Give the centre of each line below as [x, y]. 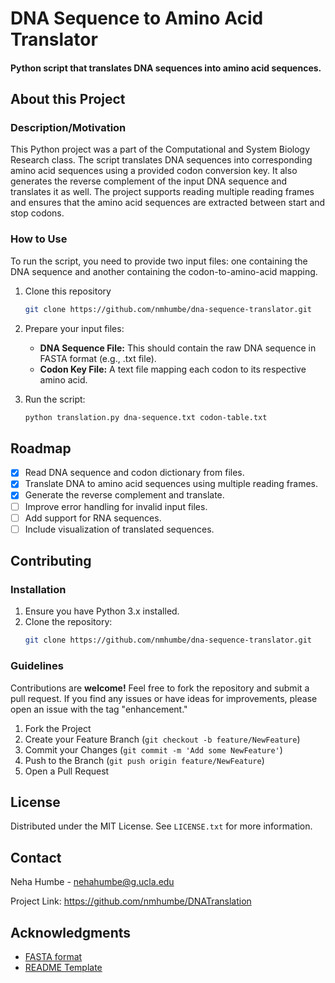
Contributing [51, 561]
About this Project [68, 99]
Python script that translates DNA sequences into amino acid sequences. [166, 68]
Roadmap [41, 448]
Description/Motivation [68, 128]
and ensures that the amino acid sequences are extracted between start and [168, 203]
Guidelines [37, 666]
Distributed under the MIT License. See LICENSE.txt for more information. [161, 826]
